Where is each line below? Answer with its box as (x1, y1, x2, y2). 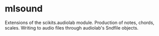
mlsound (5, 3, 43, 14)
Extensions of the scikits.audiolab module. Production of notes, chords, (5, 19, 155, 25)
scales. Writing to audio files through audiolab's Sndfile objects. (5, 24, 139, 30)
